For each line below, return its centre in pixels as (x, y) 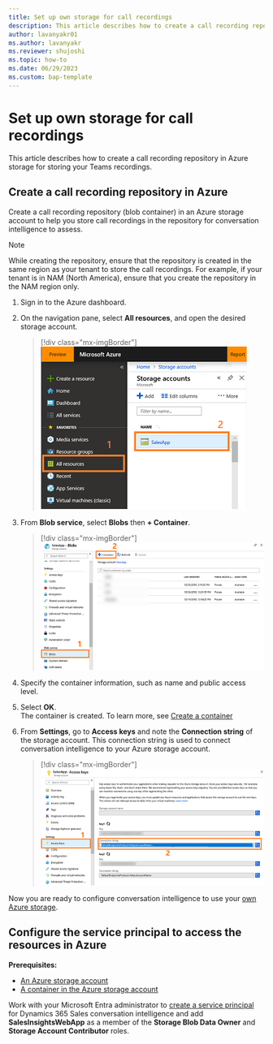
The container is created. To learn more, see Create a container (126, 715)
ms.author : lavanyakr (45, 43)
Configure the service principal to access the (125, 932)
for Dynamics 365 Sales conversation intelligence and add (106, 1013)
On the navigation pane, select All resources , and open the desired (133, 317)
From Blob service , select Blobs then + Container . (105, 522)
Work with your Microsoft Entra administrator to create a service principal (131, 1005)
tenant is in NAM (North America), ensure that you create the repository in (132, 278)
